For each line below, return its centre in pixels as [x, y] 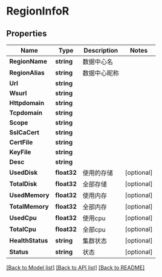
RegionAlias [27, 73]
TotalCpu [23, 229]
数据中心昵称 [101, 73]
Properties [27, 34]
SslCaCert [24, 132]
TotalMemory [29, 207]
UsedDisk [24, 172]
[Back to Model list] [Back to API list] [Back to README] [76, 268]
